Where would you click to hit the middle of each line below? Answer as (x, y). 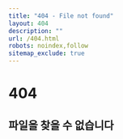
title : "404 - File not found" (61, 16)
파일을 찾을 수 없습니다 (61, 125)
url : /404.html (34, 38)
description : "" (36, 31)
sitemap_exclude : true (47, 53)
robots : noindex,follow (49, 46)
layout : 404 (28, 23)
